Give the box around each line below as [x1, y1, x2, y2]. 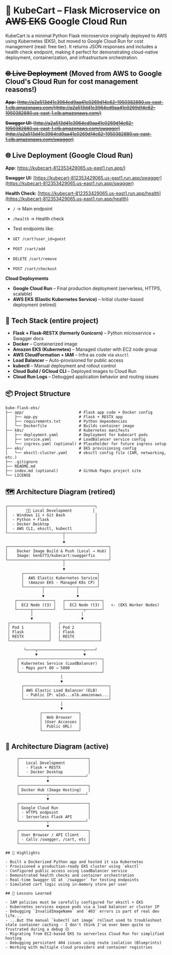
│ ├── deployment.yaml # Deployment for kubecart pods [5, 433, 148, 438]
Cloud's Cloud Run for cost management [5, 77, 139, 86]
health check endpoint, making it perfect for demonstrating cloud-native [5, 49, 158, 55]
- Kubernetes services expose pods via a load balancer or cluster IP [5, 904, 160, 909]
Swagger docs [12, 335, 44, 342]
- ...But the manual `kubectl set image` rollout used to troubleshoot [5, 917, 162, 923]
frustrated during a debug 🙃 [5, 927, 69, 932]
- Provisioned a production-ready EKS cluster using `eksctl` [5, 864, 141, 869]
